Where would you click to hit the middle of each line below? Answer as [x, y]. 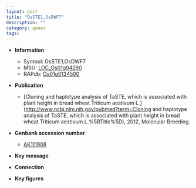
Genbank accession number [50, 133]
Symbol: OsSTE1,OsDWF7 [55, 62]
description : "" [26, 22]
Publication [29, 85]
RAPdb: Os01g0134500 [51, 74]
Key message [31, 156]
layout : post [22, 11]
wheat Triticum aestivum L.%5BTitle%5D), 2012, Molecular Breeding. [107, 122]
